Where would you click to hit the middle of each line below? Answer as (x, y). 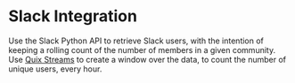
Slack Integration (73, 16)
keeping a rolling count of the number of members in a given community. (142, 49)
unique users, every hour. (55, 69)
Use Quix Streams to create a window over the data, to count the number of (147, 59)
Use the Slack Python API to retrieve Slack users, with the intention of (136, 41)
